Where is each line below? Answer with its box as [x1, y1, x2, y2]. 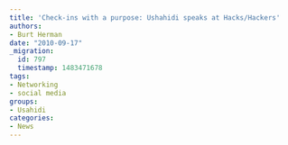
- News [9, 122, 34, 131]
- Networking [9, 80, 59, 89]
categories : [9, 113, 54, 122]
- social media [9, 88, 67, 97]
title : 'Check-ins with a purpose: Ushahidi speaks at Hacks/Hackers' [9, 13, 281, 23]
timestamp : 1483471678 [17, 64, 103, 73]
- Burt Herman [9, 30, 63, 39]
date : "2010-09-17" [9, 38, 83, 48]
